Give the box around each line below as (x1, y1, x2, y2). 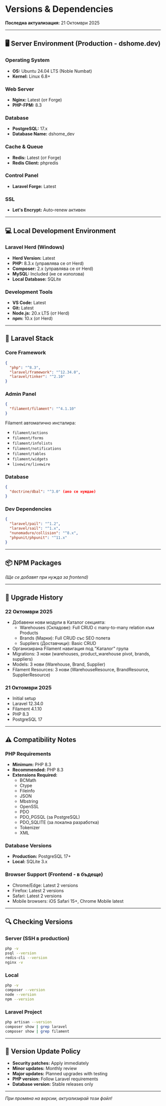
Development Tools (5, 288, 53, 295)
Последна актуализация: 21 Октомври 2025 (5, 20, 100, 26)
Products (19, 630, 39, 636)
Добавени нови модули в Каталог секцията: (12, 619, 106, 625)
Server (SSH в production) (5, 935, 70, 942)
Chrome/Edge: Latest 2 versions (12, 882, 78, 888)
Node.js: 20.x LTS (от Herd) (12, 310, 70, 316)
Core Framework (5, 349, 46, 356)
